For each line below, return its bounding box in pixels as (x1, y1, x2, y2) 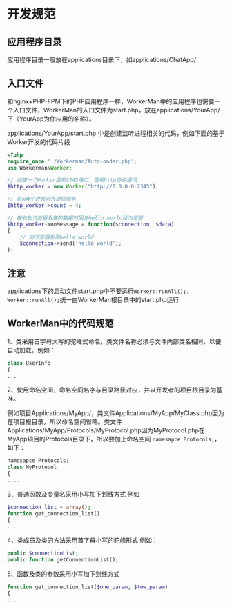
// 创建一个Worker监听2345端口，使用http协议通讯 (7, 177, 137, 183)
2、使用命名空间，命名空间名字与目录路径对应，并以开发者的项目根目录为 (7, 386, 217, 394)
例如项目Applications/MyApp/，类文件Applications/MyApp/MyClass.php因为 (7, 409, 224, 417)
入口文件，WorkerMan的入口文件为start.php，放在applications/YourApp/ (12, 106, 220, 114)
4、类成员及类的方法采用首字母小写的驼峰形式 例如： (7, 536, 158, 545)
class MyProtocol (7, 463, 57, 471)
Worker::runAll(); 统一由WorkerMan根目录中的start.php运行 (7, 296, 180, 303)
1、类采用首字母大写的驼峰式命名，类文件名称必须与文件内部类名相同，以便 (7, 337, 222, 346)
